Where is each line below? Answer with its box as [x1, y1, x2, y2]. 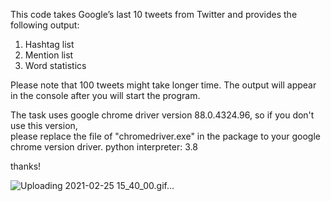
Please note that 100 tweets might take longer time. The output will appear [10, 79, 317, 91]
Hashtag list [24, 39, 75, 50]
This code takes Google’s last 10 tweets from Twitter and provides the [10, 9, 298, 20]
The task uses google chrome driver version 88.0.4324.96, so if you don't [10, 109, 315, 121]
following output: [10, 19, 80, 31]
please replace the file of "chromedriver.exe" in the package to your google [10, 130, 321, 142]
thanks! [10, 160, 42, 172]
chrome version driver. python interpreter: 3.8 [10, 141, 198, 153]
